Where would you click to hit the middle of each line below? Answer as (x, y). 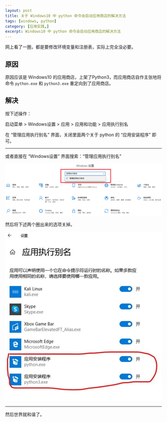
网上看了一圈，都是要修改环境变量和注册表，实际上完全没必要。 (70, 47)
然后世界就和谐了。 (25, 415)
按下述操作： (18, 113)
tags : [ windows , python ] (31, 21)
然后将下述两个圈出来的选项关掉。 (40, 225)
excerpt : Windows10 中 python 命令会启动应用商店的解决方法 (63, 32)
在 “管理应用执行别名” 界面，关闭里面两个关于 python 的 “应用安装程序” (78, 135)
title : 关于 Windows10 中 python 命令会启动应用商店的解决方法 (66, 16)
